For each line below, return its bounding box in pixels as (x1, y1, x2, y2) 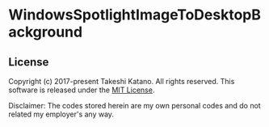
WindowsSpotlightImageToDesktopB (8, 6, 261, 24)
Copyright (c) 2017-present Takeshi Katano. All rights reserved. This (8, 77, 235, 86)
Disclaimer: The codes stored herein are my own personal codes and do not (8, 101, 261, 110)
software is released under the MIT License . (8, 85, 155, 95)
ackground (8, 23, 83, 41)
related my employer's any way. (8, 109, 115, 119)
